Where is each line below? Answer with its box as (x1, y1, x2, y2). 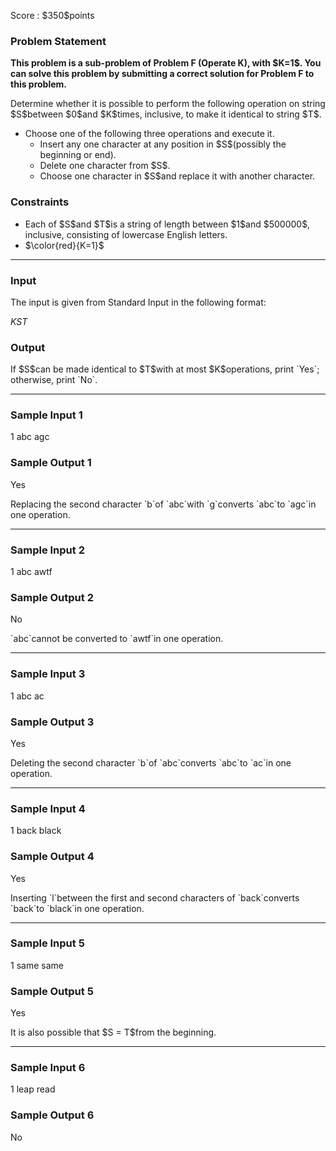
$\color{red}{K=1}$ (24, 239, 105, 251)
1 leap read (10, 1083, 56, 1095)
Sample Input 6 (10, 1061, 86, 1075)
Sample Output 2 (10, 591, 94, 604)
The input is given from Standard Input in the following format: (10, 296, 267, 308)
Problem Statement (10, 34, 107, 48)
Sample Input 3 (10, 667, 86, 681)
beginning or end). (39, 149, 117, 161)
